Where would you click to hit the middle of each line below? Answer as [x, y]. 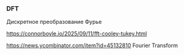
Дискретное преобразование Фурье [54, 22]
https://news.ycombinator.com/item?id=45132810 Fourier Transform [92, 46]
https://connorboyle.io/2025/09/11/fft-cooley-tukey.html [77, 34]
